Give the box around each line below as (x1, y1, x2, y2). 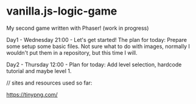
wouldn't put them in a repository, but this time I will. (6, 49, 138, 56)
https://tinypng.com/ (6, 91, 58, 98)
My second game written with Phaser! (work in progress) (6, 24, 149, 32)
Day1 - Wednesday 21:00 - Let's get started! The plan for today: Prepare (6, 36, 187, 43)
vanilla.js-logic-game (6, 4, 117, 18)
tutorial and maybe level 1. (6, 67, 72, 74)
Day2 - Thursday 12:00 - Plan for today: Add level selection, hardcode (6, 61, 182, 68)
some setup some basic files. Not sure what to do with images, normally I (6, 43, 191, 50)
